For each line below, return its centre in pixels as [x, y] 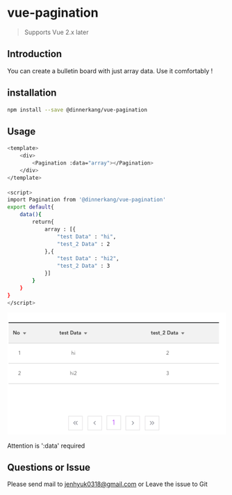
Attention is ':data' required [46, 445]
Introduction [35, 54]
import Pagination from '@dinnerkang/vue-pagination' [87, 200]
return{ [43, 222]
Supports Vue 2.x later [56, 32]
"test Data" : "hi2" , [88, 259]
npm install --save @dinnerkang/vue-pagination [77, 109]
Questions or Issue [49, 467]
